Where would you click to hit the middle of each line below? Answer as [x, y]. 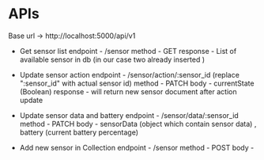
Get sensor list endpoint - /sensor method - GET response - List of [128, 51]
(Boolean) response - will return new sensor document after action [128, 91]
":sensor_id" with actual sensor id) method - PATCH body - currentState [137, 83]
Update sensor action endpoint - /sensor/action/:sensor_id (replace [129, 74]
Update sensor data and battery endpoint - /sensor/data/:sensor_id [129, 115]
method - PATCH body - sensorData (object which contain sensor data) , [138, 124]
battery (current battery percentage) [79, 132]
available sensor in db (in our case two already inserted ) [112, 59]
